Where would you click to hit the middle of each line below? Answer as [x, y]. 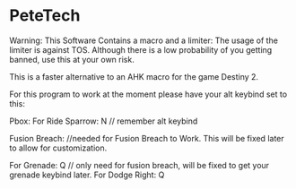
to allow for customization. [58, 148]
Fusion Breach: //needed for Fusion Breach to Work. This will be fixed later [147, 138]
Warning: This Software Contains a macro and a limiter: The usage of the [144, 40]
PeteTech [45, 16]
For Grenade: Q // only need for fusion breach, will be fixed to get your [139, 165]
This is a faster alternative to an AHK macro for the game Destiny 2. [134, 76]
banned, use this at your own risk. [72, 59]
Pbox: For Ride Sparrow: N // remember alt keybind [104, 121]
